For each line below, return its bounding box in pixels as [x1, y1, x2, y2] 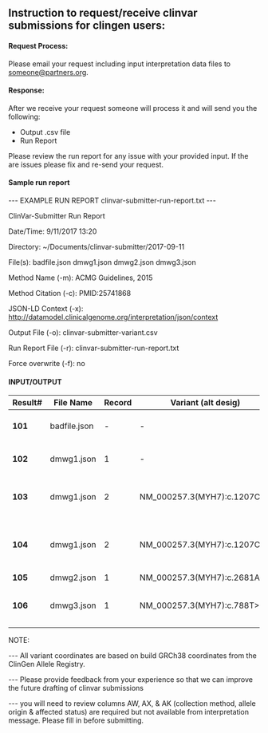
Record [104, 397, 132, 408]
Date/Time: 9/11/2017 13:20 [8, 227, 97, 236]
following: [8, 112, 41, 121]
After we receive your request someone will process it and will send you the [8, 103, 258, 112]
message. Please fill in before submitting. [8, 715, 144, 725]
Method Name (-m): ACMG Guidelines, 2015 [8, 273, 153, 282]
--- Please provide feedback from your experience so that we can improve [8, 675, 254, 684]
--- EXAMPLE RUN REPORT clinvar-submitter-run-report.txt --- [8, 195, 217, 205]
